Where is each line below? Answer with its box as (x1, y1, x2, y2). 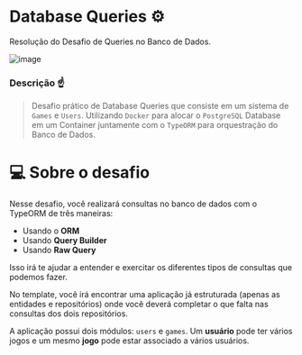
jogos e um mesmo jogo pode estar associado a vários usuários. (9, 335, 250, 346)
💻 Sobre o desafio (9, 162, 151, 183)
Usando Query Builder (22, 235, 107, 246)
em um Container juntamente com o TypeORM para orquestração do (31, 120, 279, 131)
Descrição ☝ (9, 77, 65, 89)
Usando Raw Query (22, 245, 96, 256)
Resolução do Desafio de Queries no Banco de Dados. (9, 36, 212, 47)
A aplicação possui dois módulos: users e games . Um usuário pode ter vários (9, 326, 293, 337)
